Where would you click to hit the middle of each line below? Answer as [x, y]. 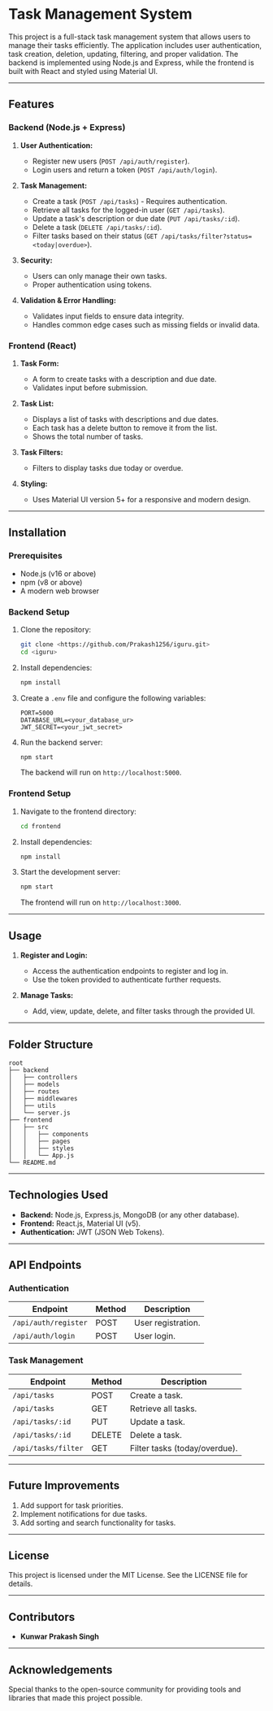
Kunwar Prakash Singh [59, 1637]
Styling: [34, 484]
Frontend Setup [40, 793]
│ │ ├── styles [41, 1148]
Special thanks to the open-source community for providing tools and [125, 1689]
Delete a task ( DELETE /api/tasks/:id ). [97, 227]
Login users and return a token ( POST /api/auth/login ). [125, 169]
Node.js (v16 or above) [58, 573]
